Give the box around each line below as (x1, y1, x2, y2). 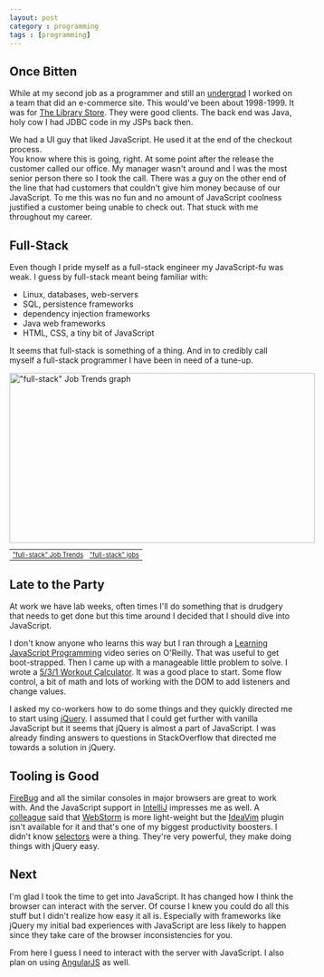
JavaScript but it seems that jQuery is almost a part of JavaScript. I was (9, 723, 276, 734)
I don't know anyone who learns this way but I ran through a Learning (9, 638, 269, 649)
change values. (9, 686, 67, 697)
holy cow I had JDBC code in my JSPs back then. (9, 117, 194, 128)
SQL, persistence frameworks (22, 298, 134, 309)
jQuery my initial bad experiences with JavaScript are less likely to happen (9, 920, 287, 931)
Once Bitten (9, 64, 78, 79)
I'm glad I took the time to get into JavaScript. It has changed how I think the (9, 891, 294, 902)
